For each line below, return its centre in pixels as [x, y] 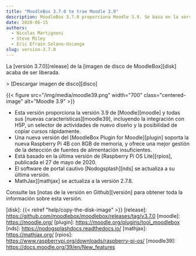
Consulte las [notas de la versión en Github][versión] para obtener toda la [94, 192]
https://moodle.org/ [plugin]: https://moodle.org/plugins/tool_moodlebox [93, 222]
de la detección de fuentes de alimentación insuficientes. [83, 150]
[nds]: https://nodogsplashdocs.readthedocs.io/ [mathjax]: [76, 228]
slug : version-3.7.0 [31, 50]
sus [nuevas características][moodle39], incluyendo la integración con [99, 119]
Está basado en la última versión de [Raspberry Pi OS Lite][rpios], [93, 156]
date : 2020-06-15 [27, 22]
